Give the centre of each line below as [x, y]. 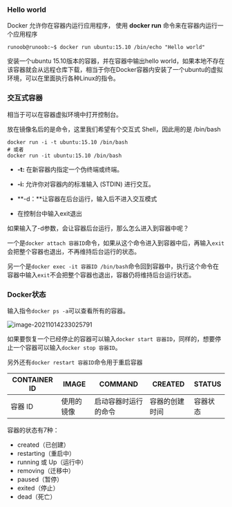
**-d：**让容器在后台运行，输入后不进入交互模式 [87, 199]
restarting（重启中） [46, 453]
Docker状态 [27, 294]
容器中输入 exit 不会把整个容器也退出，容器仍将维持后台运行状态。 [101, 275]
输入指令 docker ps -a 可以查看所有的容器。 [68, 311]
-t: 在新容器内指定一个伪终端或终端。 [70, 169]
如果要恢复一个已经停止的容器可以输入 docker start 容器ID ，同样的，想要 [111, 339]
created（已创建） [43, 445]
